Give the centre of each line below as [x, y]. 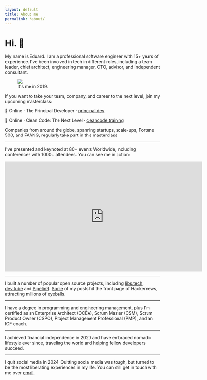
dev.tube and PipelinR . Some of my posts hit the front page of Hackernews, [81, 289]
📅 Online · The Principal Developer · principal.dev [55, 111]
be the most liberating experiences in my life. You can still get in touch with [81, 367]
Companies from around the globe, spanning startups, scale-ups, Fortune [80, 130]
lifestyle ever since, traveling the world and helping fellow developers [75, 343]
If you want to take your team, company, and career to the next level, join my [83, 96]
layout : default [22, 10]
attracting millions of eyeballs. [35, 294]
